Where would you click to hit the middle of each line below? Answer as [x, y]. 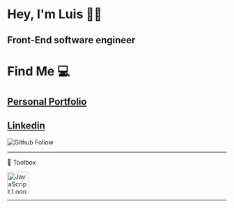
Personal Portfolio [47, 102]
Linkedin [26, 125]
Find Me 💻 [39, 71]
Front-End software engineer [71, 40]
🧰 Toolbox [22, 162]
